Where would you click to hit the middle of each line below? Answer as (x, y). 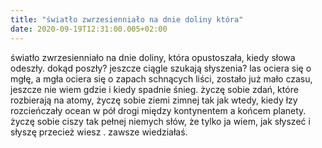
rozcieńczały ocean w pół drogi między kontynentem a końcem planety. (158, 110)
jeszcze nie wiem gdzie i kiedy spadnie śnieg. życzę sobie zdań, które (154, 89)
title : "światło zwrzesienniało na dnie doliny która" (127, 19)
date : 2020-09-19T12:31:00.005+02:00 (89, 29)
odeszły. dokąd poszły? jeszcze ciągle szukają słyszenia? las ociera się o (161, 68)
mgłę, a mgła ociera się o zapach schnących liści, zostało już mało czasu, (161, 78)
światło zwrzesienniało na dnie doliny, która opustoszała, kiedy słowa (153, 57)
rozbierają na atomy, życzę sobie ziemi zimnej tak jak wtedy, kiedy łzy (154, 100)
